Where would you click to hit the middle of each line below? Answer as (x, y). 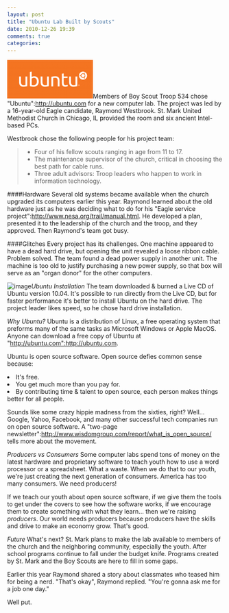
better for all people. (36, 399)
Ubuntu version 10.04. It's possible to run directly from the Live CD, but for (112, 294)
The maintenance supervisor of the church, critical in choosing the (128, 159)
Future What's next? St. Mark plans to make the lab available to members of (114, 539)
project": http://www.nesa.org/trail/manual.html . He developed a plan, (105, 216)
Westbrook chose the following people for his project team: (91, 139)
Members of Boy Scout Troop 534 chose (150, 97)
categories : (24, 43)
